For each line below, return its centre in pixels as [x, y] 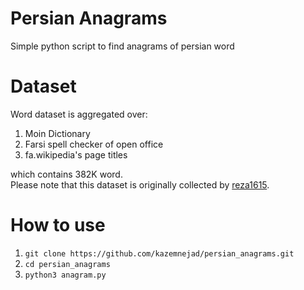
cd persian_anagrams [67, 264]
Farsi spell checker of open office [94, 144]
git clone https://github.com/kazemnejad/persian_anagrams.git [159, 253]
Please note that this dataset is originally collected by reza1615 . [140, 184]
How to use [58, 225]
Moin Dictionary [57, 133]
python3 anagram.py [65, 275]
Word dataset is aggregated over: [79, 114]
